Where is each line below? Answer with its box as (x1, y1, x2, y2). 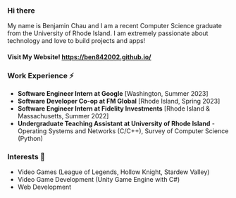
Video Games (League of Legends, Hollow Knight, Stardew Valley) (17, 168, 210, 176)
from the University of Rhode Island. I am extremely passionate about (7, 29, 209, 37)
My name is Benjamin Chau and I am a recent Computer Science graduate (7, 22, 222, 30)
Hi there (7, 6, 35, 16)
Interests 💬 (7, 152, 46, 162)
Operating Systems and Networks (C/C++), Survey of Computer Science (17, 127, 229, 135)
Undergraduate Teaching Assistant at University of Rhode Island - (17, 119, 216, 128)
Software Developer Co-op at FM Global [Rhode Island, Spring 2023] (17, 97, 221, 106)
